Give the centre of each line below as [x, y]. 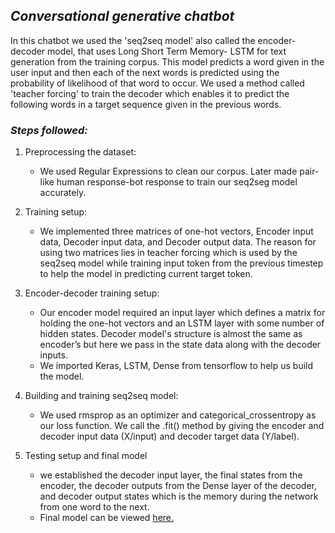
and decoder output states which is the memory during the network [179, 496]
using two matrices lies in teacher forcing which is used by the [168, 253]
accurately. [63, 193]
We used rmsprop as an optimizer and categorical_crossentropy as [178, 415]
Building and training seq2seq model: [101, 396]
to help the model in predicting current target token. [146, 274]
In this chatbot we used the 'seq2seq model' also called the [133, 40]
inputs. [53, 355]
